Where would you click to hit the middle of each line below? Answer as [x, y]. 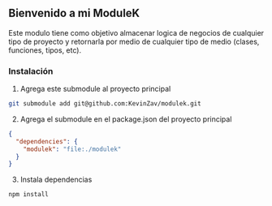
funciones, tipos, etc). [45, 50]
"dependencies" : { [47, 141]
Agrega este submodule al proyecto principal [95, 89]
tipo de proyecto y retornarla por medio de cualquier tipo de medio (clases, [134, 41]
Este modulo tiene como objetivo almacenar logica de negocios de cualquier [136, 32]
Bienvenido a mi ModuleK [74, 13]
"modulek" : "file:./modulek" [72, 149]
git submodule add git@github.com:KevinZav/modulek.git [105, 104]
